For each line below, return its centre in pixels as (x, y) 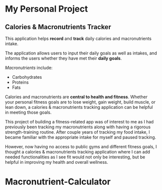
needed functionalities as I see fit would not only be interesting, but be (75, 157)
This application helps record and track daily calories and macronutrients (78, 38)
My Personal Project (46, 9)
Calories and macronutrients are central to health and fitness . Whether (76, 97)
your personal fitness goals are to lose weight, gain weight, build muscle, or (80, 102)
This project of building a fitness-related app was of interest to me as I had (79, 122)
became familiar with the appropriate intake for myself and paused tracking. (81, 137)
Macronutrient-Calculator (58, 182)
